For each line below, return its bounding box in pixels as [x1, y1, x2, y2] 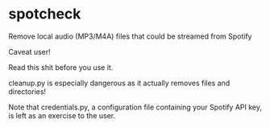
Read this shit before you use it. [8, 62, 114, 72]
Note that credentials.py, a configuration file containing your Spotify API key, [8, 102, 263, 112]
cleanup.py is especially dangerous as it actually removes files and [8, 78, 231, 88]
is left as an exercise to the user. [8, 110, 115, 121]
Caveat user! [8, 47, 51, 56]
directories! [8, 86, 47, 96]
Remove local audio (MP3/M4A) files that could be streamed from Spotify [8, 31, 252, 41]
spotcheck [8, 5, 81, 23]
